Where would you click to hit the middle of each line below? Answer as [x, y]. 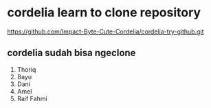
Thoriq [26, 69]
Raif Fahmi [32, 98]
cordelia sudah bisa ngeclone [71, 53]
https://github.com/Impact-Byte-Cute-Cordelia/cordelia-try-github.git [105, 31]
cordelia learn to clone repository [104, 13]
